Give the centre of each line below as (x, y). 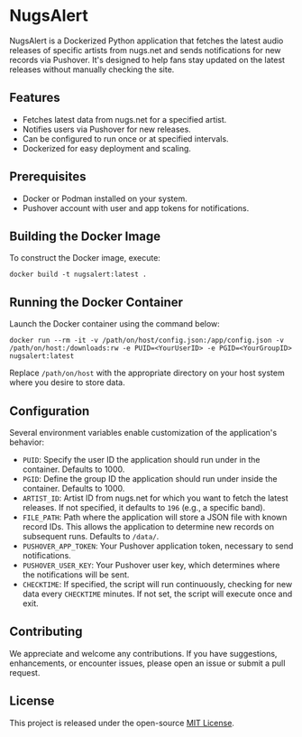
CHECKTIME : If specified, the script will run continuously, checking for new (157, 584)
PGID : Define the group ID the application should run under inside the (150, 479)
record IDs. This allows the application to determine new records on (148, 527)
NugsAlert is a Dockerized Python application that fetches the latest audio (146, 41)
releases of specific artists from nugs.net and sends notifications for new (145, 50)
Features (35, 98)
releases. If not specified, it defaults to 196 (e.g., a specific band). (144, 507)
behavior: (27, 442)
